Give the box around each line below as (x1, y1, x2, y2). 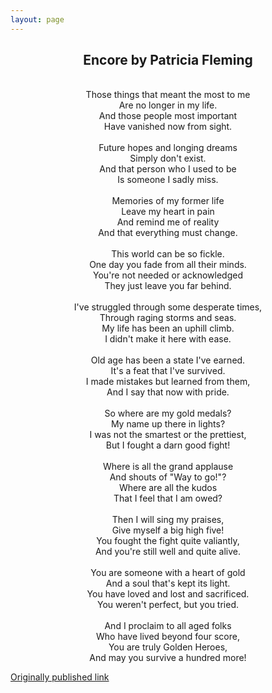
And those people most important (98, 110, 238, 122)
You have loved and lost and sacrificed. (86, 588, 250, 600)
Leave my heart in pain (121, 206, 215, 218)
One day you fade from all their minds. (89, 259, 247, 271)
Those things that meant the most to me (85, 89, 251, 101)
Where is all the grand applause (102, 461, 234, 473)
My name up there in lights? (110, 418, 226, 430)
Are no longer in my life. (118, 99, 218, 111)
